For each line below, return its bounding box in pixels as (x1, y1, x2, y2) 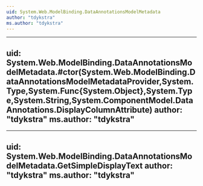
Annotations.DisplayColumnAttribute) (6, 104, 153, 115)
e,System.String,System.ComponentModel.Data (6, 95, 193, 106)
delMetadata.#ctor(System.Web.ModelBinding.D (6, 67, 196, 77)
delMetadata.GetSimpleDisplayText (6, 161, 143, 171)
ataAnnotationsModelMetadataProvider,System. (6, 76, 195, 86)
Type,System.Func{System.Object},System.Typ (6, 86, 193, 96)
